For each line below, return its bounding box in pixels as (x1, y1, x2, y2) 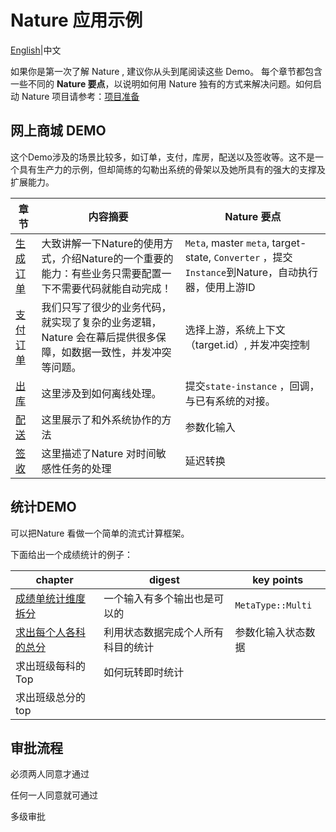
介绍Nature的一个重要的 (61, 251, 174, 265)
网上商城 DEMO (10, 122, 107, 140)
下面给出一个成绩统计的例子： (10, 548, 133, 560)
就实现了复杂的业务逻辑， (41, 315, 162, 329)
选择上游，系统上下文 (184, 322, 286, 336)
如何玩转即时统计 (103, 665, 185, 679)
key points (252, 572, 304, 586)
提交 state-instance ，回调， (184, 379, 320, 393)
